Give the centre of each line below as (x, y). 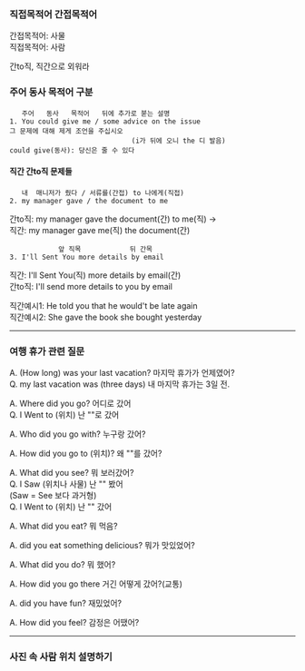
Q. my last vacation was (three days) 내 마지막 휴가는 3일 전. (120, 384)
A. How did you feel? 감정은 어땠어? (74, 623)
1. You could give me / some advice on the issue (105, 121)
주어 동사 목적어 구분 (51, 93)
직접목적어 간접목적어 (54, 14)
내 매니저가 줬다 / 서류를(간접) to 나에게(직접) (103, 192)
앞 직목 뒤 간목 (105, 249)
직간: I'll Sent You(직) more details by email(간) (95, 275)
